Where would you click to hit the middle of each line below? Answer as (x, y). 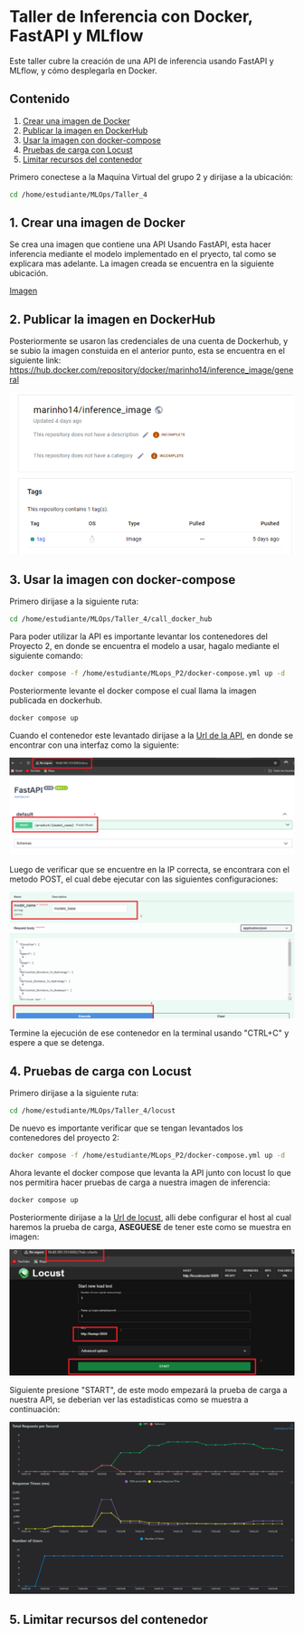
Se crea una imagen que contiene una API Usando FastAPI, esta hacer (140, 244)
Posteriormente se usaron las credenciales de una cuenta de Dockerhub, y (149, 341)
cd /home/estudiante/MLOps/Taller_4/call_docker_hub (111, 619)
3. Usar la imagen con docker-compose (123, 580)
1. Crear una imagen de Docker (97, 223)
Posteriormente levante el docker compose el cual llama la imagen (133, 691)
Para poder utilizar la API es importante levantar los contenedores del (139, 636)
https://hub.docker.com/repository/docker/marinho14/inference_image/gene (152, 370)
